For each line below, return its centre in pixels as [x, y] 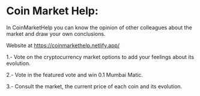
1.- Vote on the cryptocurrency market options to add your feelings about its [100, 57]
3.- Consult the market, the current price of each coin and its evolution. [94, 86]
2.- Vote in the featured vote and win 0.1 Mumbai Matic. [74, 75]
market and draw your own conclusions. [56, 33]
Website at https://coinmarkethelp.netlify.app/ [63, 45]
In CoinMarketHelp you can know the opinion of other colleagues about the [99, 27]
